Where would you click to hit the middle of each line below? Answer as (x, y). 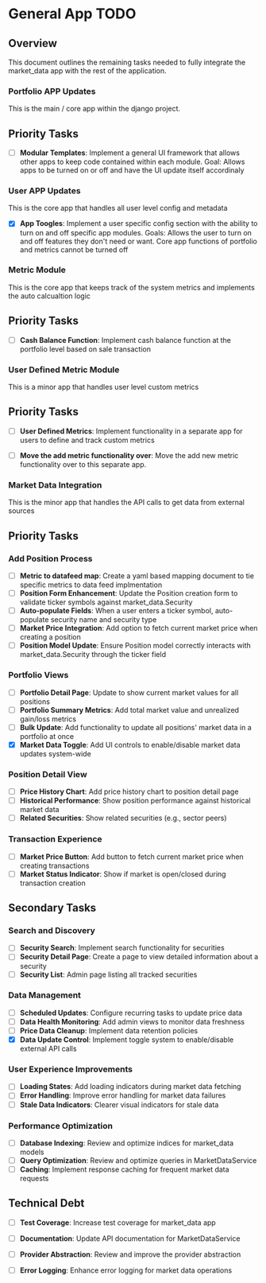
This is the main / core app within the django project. (94, 109)
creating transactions (54, 865)
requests (34, 1179)
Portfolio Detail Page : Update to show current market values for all (129, 692)
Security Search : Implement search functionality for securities (122, 948)
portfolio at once (46, 736)
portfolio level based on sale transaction (85, 349)
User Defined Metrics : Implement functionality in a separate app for (131, 431)
